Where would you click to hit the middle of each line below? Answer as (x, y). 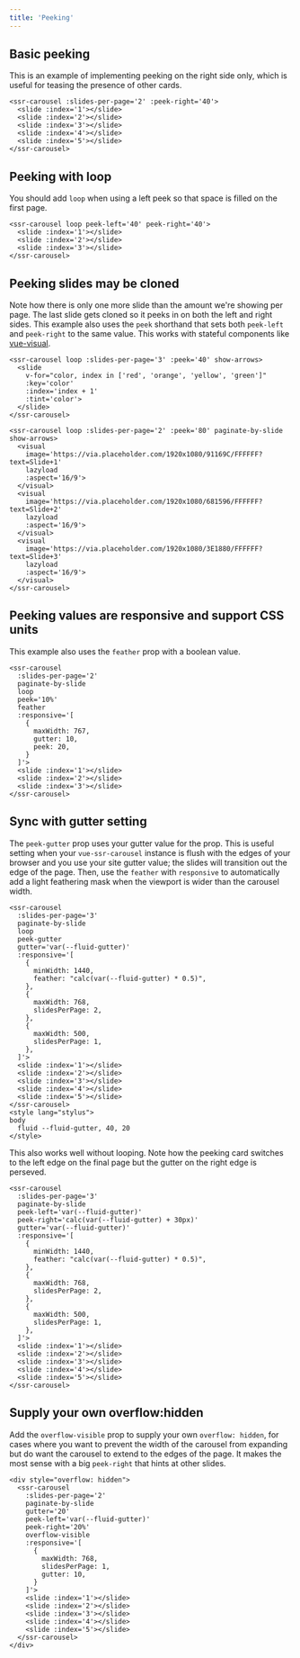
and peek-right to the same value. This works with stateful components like (150, 334)
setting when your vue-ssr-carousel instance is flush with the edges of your (150, 852)
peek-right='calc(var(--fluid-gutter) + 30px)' (108, 1220)
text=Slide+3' (36, 557)
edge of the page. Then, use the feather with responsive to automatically (145, 872)
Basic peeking (50, 54)
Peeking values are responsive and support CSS (147, 616)
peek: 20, (51, 747)
